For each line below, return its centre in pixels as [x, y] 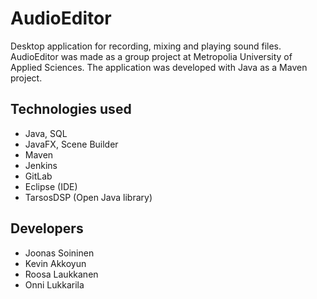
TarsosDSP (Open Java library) [88, 197]
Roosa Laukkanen [61, 274]
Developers [47, 228]
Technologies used [71, 109]
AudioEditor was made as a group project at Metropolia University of [151, 56]
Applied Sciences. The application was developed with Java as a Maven [159, 67]
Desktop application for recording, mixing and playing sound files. [146, 46]
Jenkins [41, 165]
